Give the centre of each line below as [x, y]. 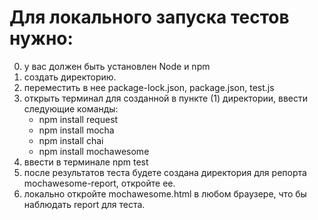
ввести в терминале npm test [86, 162]
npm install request [78, 119]
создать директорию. [70, 77]
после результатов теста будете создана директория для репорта [165, 172]
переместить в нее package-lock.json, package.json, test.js [149, 87]
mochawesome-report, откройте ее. [99, 183]
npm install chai [71, 140]
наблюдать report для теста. [84, 204]
